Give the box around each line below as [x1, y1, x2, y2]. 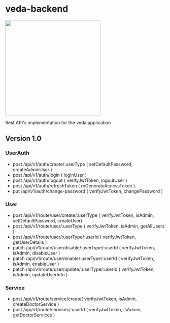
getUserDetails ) [12, 239, 47, 245]
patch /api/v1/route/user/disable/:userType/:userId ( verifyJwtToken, [12, 244, 156, 250]
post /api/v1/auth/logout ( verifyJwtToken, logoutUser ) [12, 177, 128, 183]
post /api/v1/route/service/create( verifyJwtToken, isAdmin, [12, 296, 137, 302]
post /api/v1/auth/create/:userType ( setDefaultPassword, [12, 161, 133, 167]
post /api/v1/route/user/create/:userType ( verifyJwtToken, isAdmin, [12, 212, 154, 218]
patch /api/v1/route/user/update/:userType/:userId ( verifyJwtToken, [12, 266, 155, 272]
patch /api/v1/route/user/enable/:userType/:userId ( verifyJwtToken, [12, 255, 155, 262]
